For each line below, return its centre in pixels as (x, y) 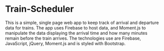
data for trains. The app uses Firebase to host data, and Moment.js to (76, 27)
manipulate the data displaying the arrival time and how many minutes (76, 33)
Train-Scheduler (40, 9)
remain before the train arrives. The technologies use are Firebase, (73, 38)
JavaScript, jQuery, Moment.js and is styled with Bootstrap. (65, 43)
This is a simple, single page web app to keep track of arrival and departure (82, 23)
